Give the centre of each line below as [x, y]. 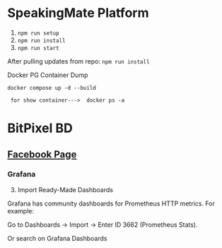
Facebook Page [42, 154]
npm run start [38, 48]
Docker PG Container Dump [48, 75]
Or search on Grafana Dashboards [57, 238]
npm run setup [38, 33]
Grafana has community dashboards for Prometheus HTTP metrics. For [111, 203]
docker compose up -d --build [52, 88]
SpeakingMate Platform [78, 13]
